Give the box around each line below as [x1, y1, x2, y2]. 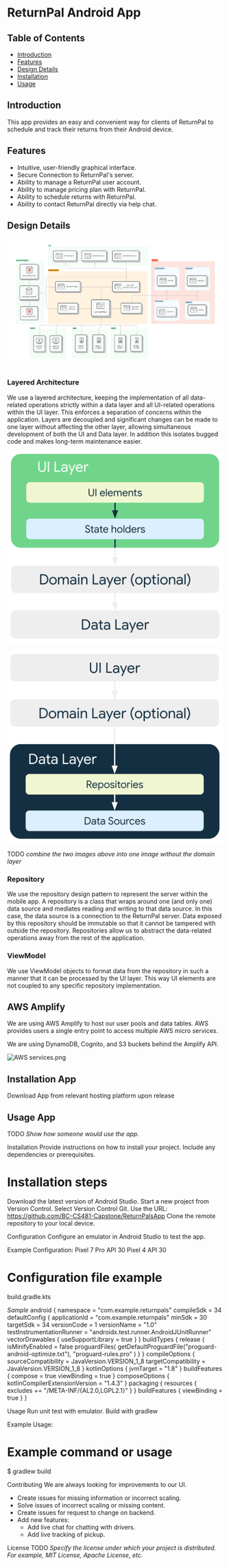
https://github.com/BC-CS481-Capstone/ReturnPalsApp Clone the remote [7, 1212, 216, 1220]
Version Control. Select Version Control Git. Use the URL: [7, 1205, 168, 1213]
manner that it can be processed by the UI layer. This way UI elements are [7, 974, 216, 982]
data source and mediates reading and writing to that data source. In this [7, 904, 213, 913]
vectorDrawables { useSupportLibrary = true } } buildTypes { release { [7, 1335, 205, 1343]
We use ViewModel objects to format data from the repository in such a [7, 966, 209, 975]
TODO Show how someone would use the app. [7, 1130, 139, 1138]
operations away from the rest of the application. [7, 934, 145, 942]
